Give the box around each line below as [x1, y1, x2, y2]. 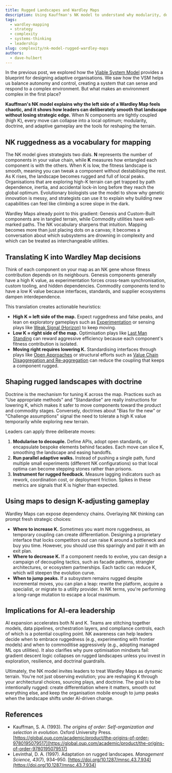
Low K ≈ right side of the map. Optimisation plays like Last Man [12, 330, 147, 336]
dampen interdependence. [5, 294, 61, 299]
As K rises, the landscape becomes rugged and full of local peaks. [5, 173, 145, 180]
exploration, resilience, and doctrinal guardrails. [5, 658, 106, 664]
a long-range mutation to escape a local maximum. [12, 591, 120, 597]
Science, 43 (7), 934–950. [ [12, 757, 70, 763]
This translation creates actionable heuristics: [5, 304, 101, 310]
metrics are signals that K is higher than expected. [12, 482, 119, 488]
